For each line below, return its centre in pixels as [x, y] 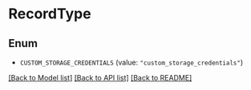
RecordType [50, 14]
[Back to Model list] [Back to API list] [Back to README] [100, 78]
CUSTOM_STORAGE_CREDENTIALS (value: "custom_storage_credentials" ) [132, 62]
